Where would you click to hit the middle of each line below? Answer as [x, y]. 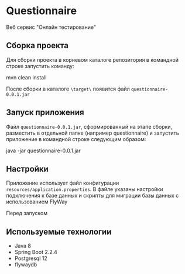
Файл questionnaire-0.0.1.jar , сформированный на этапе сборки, [89, 126]
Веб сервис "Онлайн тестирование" [51, 27]
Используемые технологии [59, 231]
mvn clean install [26, 77]
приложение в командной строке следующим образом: [76, 139]
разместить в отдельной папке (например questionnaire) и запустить [93, 133]
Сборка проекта [37, 46]
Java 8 [23, 246]
